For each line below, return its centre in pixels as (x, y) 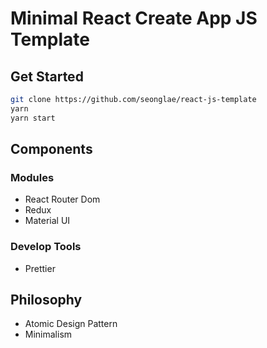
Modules (32, 177)
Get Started (47, 76)
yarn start (33, 118)
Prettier (40, 268)
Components (51, 149)
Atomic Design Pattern (71, 324)
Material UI (47, 221)
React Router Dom (62, 199)
